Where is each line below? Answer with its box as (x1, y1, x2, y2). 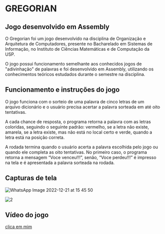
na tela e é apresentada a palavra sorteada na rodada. (5, 160, 115, 166)
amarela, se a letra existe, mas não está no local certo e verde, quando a (5, 129, 153, 135)
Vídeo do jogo (5, 211, 49, 219)
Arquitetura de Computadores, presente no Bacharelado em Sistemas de (5, 41, 153, 47)
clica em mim (5, 224, 32, 230)
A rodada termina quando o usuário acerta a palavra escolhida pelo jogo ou (5, 144, 159, 150)
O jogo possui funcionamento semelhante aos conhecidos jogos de (5, 61, 142, 67)
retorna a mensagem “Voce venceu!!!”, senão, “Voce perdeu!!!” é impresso (5, 154, 157, 160)
